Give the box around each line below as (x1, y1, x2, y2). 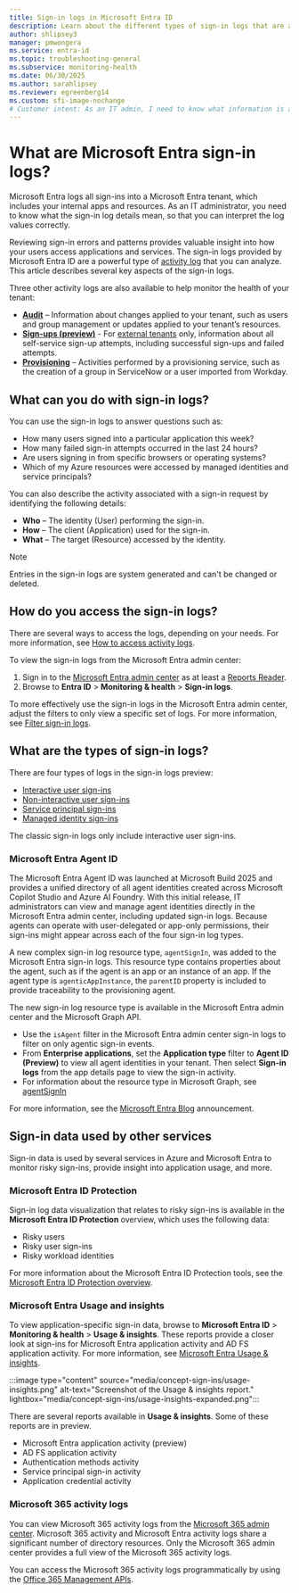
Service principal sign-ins (21, 803, 117, 814)
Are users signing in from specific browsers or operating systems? (21, 452, 267, 462)
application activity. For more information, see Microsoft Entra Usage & (9, 1348, 269, 1359)
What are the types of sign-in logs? (9, 743, 209, 759)
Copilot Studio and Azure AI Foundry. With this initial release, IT (9, 892, 242, 902)
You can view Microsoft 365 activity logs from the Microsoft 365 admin (9, 1518, 270, 1529)
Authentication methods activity (21, 1456, 140, 1468)
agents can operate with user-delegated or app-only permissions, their (9, 920, 270, 931)
